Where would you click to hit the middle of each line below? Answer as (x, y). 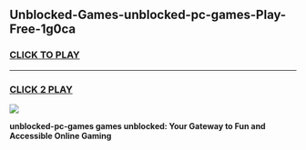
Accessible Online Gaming (61, 135)
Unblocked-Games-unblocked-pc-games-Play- (148, 15)
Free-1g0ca (43, 30)
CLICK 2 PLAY (41, 89)
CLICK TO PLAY (45, 55)
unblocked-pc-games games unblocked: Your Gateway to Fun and (138, 125)
